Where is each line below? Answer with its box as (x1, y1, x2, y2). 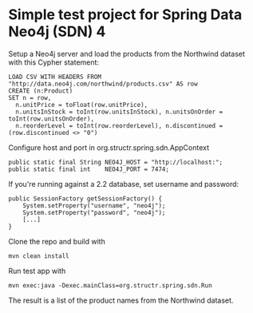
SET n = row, (8, 93, 52, 101)
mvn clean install (8, 252, 69, 260)
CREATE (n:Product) (8, 86, 73, 95)
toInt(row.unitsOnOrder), (8, 114, 94, 123)
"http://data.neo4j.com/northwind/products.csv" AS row (8, 80, 198, 88)
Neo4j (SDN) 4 (8, 22, 106, 41)
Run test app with (8, 266, 66, 275)
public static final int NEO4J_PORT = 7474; (8, 165, 170, 173)
